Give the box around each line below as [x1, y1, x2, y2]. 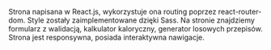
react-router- [218, 7, 262, 16]
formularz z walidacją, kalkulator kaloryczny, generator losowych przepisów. [8, 24, 263, 33]
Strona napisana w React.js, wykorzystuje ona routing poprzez [8, 7, 217, 16]
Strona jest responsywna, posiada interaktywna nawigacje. [8, 32, 205, 42]
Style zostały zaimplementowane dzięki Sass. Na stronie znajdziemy [27, 15, 255, 25]
